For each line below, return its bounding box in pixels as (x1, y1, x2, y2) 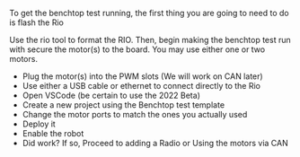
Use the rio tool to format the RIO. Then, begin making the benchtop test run (9, 35, 291, 45)
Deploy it (22, 118, 56, 129)
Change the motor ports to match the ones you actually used (22, 109, 248, 119)
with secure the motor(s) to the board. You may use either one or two (9, 44, 266, 55)
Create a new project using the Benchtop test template (22, 100, 225, 110)
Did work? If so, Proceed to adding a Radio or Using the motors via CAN (22, 138, 289, 148)
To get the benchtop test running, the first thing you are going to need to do (9, 8, 289, 18)
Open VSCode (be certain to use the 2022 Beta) (22, 90, 200, 100)
